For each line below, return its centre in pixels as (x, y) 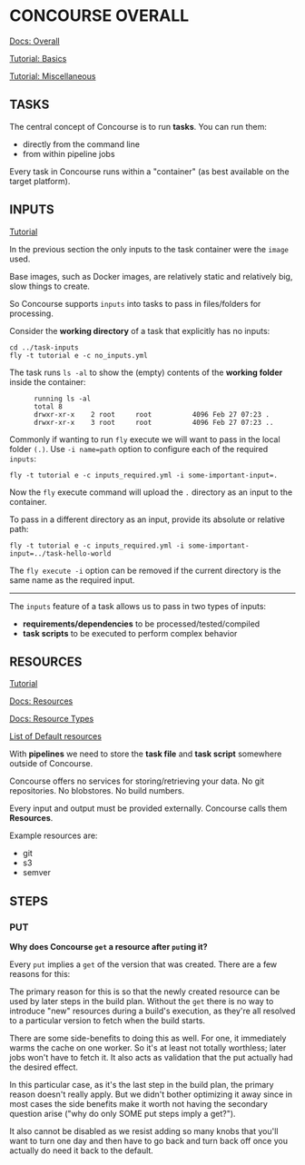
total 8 (48, 406)
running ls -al (62, 399)
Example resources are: (54, 835)
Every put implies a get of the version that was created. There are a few (143, 964)
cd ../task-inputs (44, 347)
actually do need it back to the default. (82, 1150)
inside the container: (48, 381)
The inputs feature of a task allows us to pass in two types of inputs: (138, 606)
